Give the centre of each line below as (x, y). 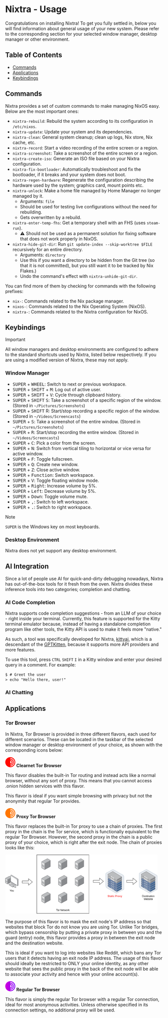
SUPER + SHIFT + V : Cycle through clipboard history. (67, 395)
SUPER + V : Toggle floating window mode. (56, 480)
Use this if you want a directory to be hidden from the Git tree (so (87, 260)
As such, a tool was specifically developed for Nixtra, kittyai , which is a (78, 639)
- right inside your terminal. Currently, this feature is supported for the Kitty (83, 619)
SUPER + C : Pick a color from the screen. (54, 443)
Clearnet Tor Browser (39, 765)
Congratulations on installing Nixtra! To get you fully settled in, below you (81, 23)
